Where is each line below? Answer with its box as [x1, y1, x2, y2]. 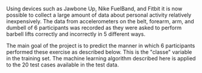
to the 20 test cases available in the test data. [6, 61, 119, 68]
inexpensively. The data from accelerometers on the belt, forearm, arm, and [6, 18, 194, 25]
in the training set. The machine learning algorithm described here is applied [6, 55, 196, 62]
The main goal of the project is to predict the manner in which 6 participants [6, 42, 195, 49]
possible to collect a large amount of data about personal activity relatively [6, 11, 192, 19]
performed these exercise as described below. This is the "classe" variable [6, 48, 192, 56]
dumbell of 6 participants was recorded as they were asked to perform [6, 24, 182, 31]
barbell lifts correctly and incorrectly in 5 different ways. [6, 31, 146, 38]
